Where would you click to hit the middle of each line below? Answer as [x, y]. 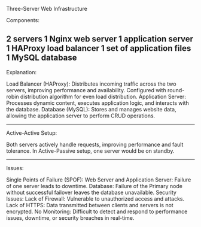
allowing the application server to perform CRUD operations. [81, 116]
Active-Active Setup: [32, 133]
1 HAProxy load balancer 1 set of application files [99, 48]
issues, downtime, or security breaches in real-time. [70, 217]
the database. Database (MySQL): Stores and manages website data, [91, 109]
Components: [23, 20]
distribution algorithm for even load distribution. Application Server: [103, 96]
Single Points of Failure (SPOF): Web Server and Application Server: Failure [99, 180]
